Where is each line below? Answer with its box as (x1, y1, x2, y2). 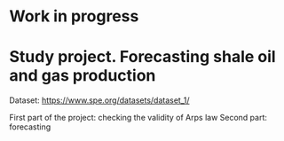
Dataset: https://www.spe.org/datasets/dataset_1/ (9, 95, 190, 106)
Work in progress (9, 6, 139, 27)
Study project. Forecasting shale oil (9, 47, 277, 67)
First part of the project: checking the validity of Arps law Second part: (9, 113, 268, 123)
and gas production (9, 66, 156, 86)
